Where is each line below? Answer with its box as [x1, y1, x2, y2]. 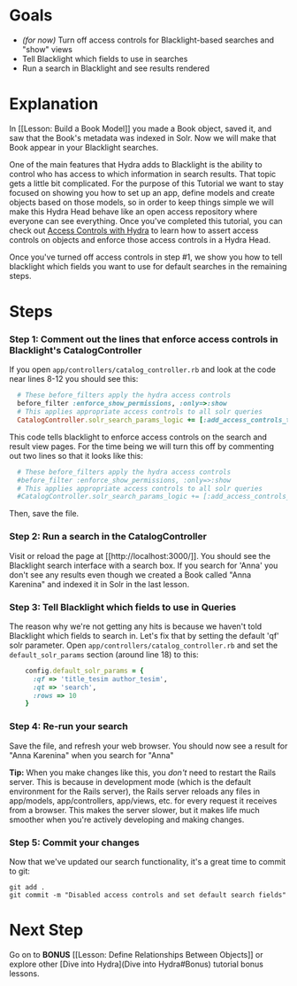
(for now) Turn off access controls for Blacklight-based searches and [21, 35, 275, 45]
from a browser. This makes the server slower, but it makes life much [9, 804, 261, 815]
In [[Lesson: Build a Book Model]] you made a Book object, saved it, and [9, 123, 272, 134]
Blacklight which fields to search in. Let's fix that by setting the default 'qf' [9, 630, 280, 641]
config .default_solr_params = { [25, 666, 144, 675]
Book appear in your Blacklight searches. [9, 142, 159, 152]
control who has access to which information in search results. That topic [9, 168, 277, 179]
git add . [9, 882, 46, 891]
